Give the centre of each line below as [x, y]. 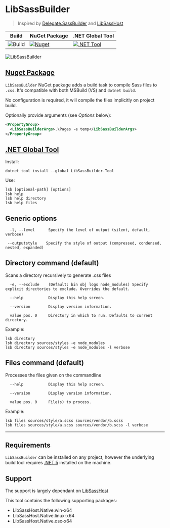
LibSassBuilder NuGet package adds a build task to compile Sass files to [81, 85]
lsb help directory [26, 199]
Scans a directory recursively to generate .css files [58, 275]
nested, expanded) [25, 248]
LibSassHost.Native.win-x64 [42, 510]
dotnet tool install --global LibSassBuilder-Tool [60, 171]
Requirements [28, 445]
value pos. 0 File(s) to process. [51, 402]
